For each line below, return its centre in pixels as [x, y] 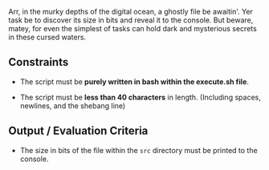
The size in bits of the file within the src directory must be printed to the [139, 150]
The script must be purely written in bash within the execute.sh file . [134, 81]
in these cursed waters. [47, 37]
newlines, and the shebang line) [73, 105]
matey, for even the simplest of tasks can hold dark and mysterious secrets [132, 28]
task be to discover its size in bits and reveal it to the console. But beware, [131, 20]
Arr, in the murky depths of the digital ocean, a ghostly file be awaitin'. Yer [130, 12]
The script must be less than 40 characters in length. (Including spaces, [140, 97]
